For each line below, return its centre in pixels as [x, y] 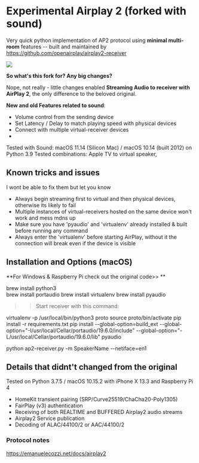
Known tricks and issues [53, 173]
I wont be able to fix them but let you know [59, 187]
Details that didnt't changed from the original [92, 367]
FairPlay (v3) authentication [49, 406]
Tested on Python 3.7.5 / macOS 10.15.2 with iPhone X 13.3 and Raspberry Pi [100, 382]
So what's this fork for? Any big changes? [59, 75]
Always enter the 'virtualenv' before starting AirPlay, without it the [96, 237]
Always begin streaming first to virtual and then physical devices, [95, 199]
